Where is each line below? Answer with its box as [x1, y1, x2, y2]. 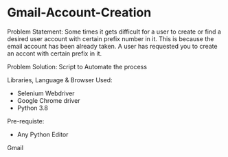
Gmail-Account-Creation [7, 5, 152, 21]
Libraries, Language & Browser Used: [7, 75, 113, 84]
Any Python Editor [16, 130, 69, 138]
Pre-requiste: [7, 117, 45, 125]
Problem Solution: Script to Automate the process [7, 62, 148, 71]
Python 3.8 [16, 104, 48, 112]
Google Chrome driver [16, 96, 80, 104]
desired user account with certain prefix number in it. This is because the [7, 34, 214, 43]
